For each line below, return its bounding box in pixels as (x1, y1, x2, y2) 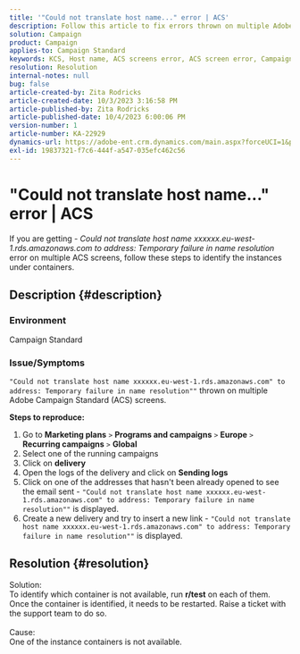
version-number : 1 (9, 122, 78, 130)
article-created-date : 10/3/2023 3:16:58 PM (9, 96, 178, 105)
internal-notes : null (9, 71, 90, 80)
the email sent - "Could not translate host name (21, 486, 203, 497)
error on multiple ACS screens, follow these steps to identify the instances (9, 252, 283, 263)
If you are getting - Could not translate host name (9, 233, 192, 244)
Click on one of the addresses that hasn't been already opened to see (21, 476, 279, 487)
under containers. (9, 261, 75, 272)
